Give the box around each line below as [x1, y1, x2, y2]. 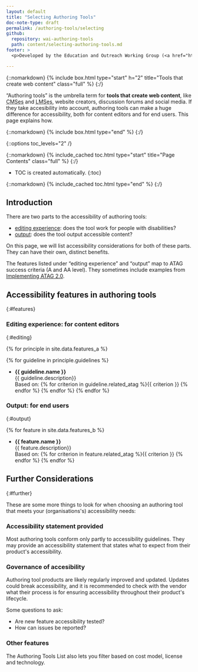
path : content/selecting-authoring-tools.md [11, 42, 123, 48]
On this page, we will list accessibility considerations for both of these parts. [6, 242, 192, 249]
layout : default [6, 8, 46, 15]
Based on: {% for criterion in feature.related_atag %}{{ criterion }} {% [14, 450, 183, 457]
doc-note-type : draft [6, 20, 60, 25]
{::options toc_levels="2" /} [6, 139, 72, 147]
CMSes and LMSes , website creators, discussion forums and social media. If [6, 98, 192, 105]
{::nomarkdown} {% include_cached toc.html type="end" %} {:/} [6, 180, 163, 187]
